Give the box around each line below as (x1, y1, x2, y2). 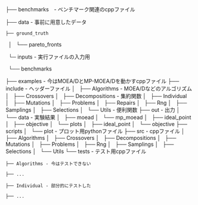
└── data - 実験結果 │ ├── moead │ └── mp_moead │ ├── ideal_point (5, 114, 191, 121)
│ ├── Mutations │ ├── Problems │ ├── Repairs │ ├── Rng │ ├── (5, 99, 187, 106)
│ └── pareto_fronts (8, 41, 62, 48)
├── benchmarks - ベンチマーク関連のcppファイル (5, 6, 135, 13)
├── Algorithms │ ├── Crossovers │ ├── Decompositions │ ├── (5, 134, 177, 141)
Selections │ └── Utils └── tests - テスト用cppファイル (5, 148, 147, 155)
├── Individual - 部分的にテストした (5, 183, 91, 189)
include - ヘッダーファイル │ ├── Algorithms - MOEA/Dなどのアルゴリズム (5, 85, 192, 92)
